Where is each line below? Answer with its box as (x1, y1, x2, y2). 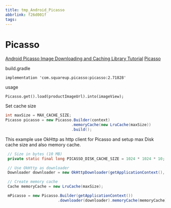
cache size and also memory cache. (5, 141, 81, 147)
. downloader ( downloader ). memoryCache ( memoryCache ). (58, 198, 169, 203)
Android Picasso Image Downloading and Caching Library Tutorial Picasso (5, 55, 161, 62)
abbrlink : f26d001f (5, 12, 47, 17)
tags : (5, 17, 17, 22)
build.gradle (5, 66, 31, 72)
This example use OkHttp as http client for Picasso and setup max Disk (5, 136, 154, 142)
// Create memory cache (7, 179, 58, 185)
